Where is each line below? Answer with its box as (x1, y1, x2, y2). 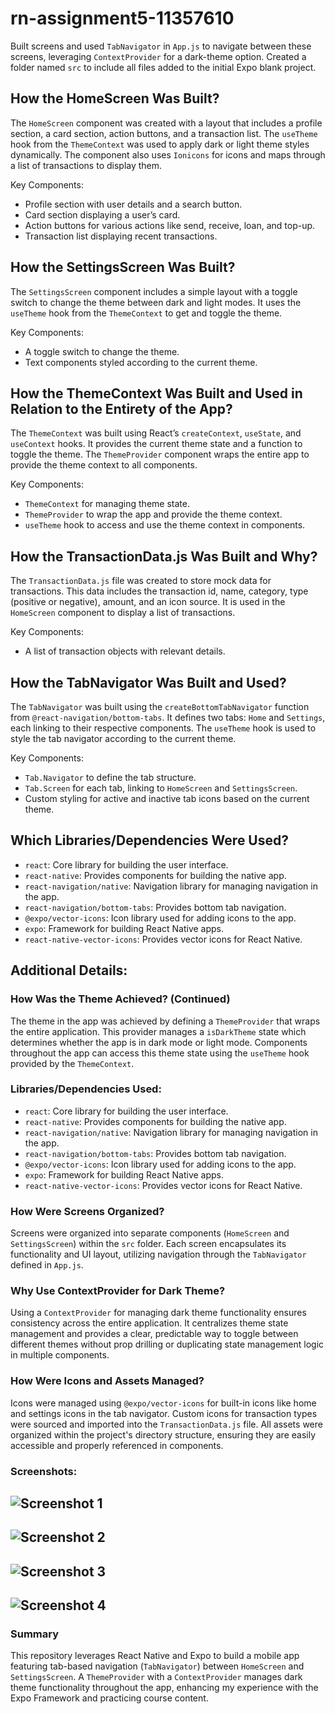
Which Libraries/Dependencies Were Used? (10, 832, 289, 849)
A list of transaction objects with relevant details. (24, 645, 226, 657)
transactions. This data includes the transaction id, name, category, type (10, 585, 309, 597)
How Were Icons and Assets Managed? (10, 1374, 205, 1388)
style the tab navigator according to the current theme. (10, 733, 237, 744)
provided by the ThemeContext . (10, 1057, 135, 1069)
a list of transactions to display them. (10, 159, 163, 171)
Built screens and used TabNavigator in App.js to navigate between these (10, 40, 312, 52)
